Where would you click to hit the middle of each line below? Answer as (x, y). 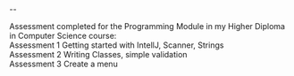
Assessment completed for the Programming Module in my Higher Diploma (147, 26)
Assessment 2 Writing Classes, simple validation (98, 54)
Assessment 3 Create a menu (63, 64)
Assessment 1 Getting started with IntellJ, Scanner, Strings (117, 45)
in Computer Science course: (63, 36)
